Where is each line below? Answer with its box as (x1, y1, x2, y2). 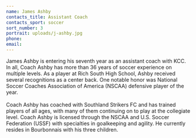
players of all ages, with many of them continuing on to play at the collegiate (6, 107, 191, 115)
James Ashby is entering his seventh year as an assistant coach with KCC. (6, 57, 187, 65)
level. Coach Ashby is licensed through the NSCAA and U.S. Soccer (6, 113, 170, 120)
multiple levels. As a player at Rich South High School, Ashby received (6, 70, 176, 77)
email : (6, 42, 22, 48)
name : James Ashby (6, 8, 51, 15)
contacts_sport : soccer (6, 19, 65, 25)
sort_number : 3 (6, 25, 43, 31)
